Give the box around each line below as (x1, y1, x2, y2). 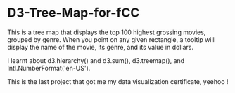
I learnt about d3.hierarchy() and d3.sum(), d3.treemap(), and (7, 56, 185, 64)
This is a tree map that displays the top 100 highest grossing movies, (7, 28, 206, 36)
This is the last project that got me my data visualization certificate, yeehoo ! (7, 77, 229, 85)
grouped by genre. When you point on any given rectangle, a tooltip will (7, 35, 215, 43)
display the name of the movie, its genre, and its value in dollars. (7, 43, 193, 51)
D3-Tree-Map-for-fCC (7, 5, 140, 21)
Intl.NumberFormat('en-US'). (7, 64, 91, 72)
